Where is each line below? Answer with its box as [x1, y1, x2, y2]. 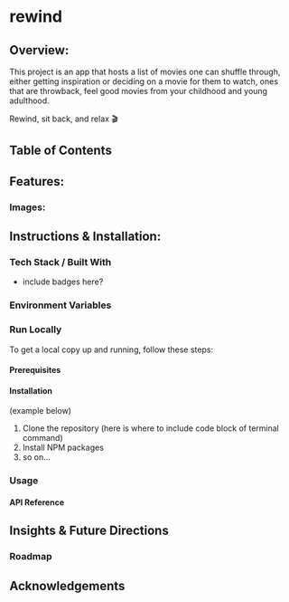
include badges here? [22, 276, 104, 287]
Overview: [9, 43, 70, 58]
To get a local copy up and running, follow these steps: [9, 344, 214, 355]
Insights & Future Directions [9, 523, 169, 539]
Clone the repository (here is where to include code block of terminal [22, 423, 280, 434]
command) [22, 433, 63, 444]
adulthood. [9, 95, 50, 106]
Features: [9, 174, 65, 189]
